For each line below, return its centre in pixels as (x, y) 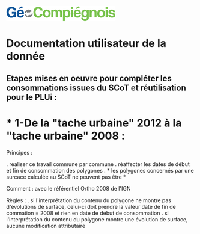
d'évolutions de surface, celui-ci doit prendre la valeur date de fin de (91, 206)
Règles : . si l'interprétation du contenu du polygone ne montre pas (89, 200)
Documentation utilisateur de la (86, 44)
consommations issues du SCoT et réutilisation (96, 88)
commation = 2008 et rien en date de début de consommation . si (88, 213)
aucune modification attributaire (46, 226)
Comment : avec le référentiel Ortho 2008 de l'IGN (68, 188)
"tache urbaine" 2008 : (65, 136)
